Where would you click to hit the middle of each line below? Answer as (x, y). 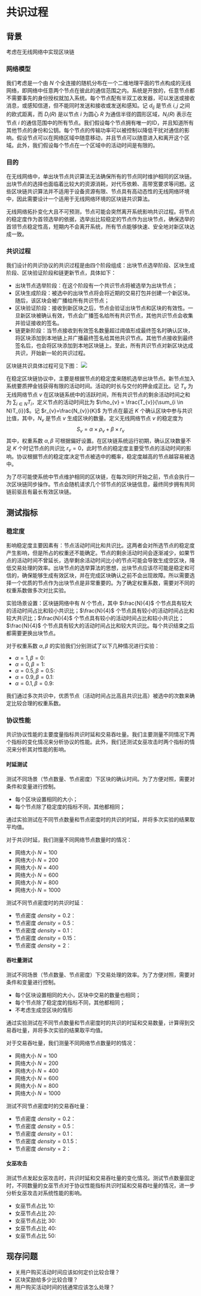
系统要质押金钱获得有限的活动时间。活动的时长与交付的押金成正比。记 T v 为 (100, 387)
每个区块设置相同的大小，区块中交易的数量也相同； (78, 995)
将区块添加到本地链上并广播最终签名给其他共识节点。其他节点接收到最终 (104, 338)
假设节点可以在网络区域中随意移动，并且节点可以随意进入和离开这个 (100, 137)
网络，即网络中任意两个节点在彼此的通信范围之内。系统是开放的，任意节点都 (100, 91)
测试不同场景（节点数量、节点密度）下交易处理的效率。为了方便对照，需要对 (100, 974)
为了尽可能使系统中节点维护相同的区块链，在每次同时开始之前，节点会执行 (98, 477)
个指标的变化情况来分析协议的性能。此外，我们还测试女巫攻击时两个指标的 (98, 742)
